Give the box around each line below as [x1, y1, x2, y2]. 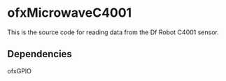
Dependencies [7, 48, 72, 60]
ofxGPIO [7, 66, 32, 75]
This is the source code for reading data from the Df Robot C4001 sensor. [7, 28, 219, 36]
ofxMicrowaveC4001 [7, 5, 132, 21]
